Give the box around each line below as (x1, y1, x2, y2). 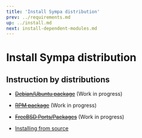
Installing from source (14, 125, 69, 132)
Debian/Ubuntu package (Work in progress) (14, 90, 123, 98)
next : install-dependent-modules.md (6, 25, 97, 32)
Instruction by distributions (6, 74, 110, 84)
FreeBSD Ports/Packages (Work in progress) (14, 114, 125, 121)
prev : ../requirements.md (6, 14, 70, 20)
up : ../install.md (6, 20, 52, 26)
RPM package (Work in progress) (14, 102, 97, 109)
